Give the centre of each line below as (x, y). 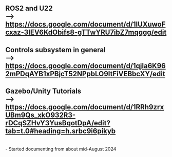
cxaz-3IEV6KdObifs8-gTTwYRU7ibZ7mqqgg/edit (86, 32)
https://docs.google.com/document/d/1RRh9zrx (85, 107)
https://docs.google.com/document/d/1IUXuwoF (85, 24)
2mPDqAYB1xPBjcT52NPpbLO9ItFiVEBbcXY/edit (85, 74)
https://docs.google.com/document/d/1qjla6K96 (85, 66)
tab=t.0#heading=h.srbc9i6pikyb (61, 131)
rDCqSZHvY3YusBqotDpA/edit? (58, 123)
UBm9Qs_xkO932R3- (41, 115)
